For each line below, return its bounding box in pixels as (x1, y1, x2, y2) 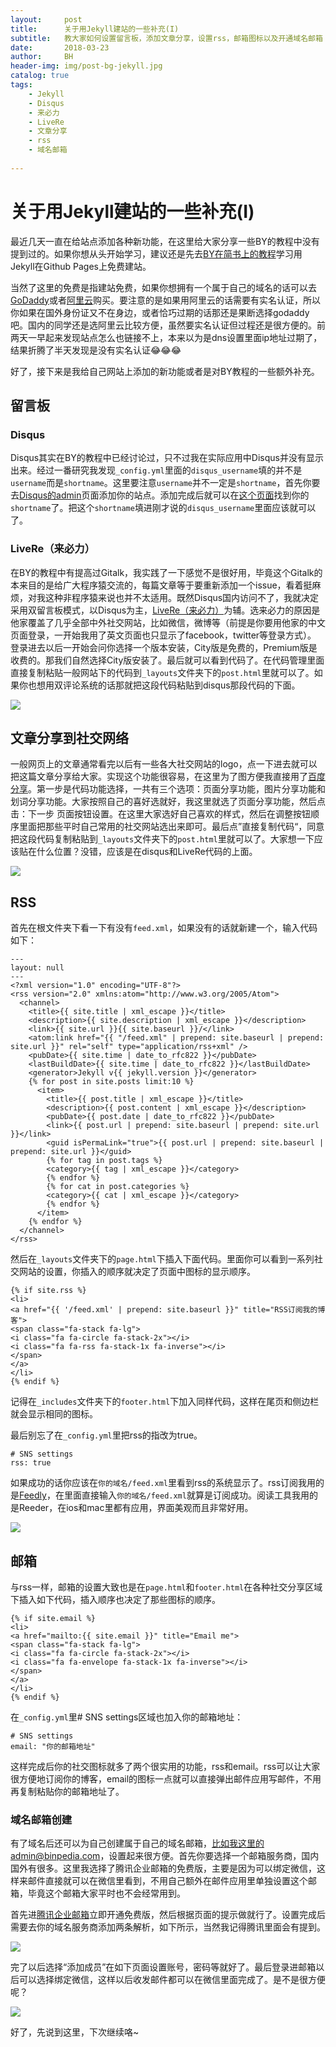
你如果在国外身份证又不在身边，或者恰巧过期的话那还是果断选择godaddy (10, 306, 310, 318)
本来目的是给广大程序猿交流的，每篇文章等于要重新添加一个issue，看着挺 (10, 579, 313, 591)
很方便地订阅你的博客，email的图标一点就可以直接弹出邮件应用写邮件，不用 (10, 1773, 322, 1785)
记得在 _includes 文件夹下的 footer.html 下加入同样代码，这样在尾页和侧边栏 (10, 1396, 320, 1408)
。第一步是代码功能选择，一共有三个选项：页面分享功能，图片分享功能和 (28, 783, 326, 795)
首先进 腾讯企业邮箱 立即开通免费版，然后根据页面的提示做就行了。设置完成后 (10, 1909, 326, 1921)
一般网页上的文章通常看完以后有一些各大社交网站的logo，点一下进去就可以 (10, 758, 318, 770)
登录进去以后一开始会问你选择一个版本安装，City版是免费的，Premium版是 (10, 641, 318, 653)
